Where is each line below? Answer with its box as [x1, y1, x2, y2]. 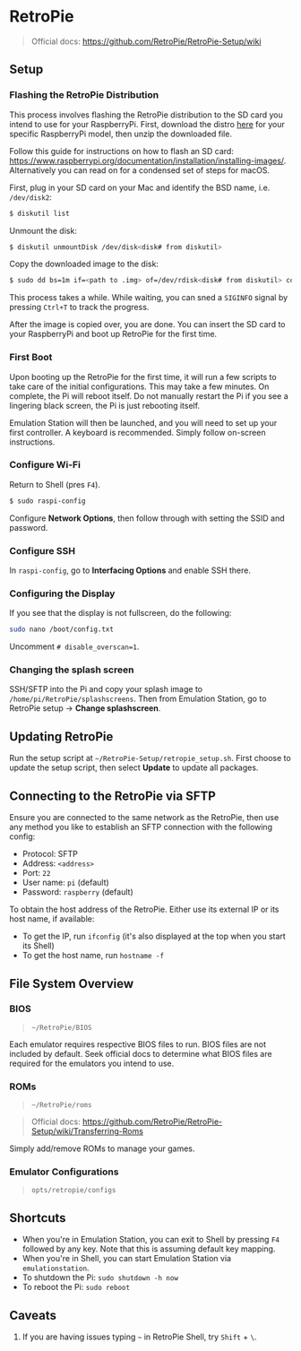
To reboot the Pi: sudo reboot [21, 1282, 131, 1293]
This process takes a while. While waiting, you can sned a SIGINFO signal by [9, 292, 288, 303]
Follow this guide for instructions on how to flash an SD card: [9, 145, 235, 156]
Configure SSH [9, 544, 76, 557]
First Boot [9, 351, 53, 364]
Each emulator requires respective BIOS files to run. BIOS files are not [9, 1038, 267, 1050]
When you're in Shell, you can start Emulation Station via [21, 1253, 231, 1264]
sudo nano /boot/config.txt [9, 625, 115, 634]
